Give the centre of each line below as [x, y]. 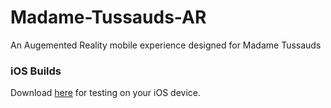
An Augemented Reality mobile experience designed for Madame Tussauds [166, 45]
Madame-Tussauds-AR [108, 17]
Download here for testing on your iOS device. [106, 93]
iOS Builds [36, 71]
